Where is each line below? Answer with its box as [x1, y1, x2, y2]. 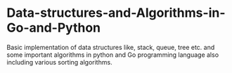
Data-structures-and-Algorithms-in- [6, 5, 226, 21]
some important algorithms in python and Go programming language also [6, 51, 219, 59]
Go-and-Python [6, 20, 101, 36]
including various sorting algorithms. [6, 58, 113, 66]
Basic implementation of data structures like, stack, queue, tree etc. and [6, 43, 215, 51]
